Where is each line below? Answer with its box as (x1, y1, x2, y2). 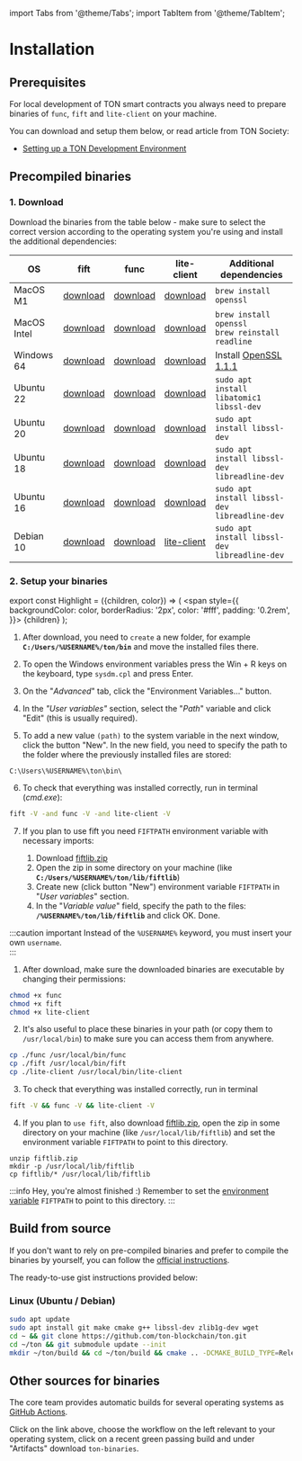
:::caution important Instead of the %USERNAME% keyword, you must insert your (9, 927, 292, 938)
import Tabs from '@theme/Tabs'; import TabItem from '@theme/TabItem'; (9, 8, 286, 18)
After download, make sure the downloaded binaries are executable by (22, 964, 285, 974)
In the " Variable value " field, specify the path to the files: (35, 900, 247, 911)
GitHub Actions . (9, 1407, 68, 1418)
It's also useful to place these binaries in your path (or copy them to (22, 1024, 273, 1035)
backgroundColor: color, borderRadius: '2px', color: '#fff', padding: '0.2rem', (9, 605, 290, 615)
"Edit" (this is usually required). (22, 713, 138, 723)
